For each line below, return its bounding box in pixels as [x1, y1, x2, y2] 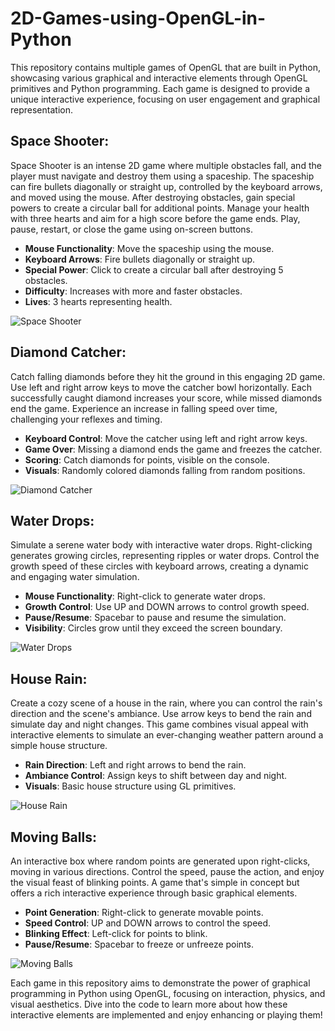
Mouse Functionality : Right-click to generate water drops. [24, 590, 267, 602]
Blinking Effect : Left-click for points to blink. [24, 928, 208, 939]
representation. [10, 103, 73, 116]
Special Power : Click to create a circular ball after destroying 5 [24, 263, 284, 276]
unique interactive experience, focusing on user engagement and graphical [10, 93, 321, 105]
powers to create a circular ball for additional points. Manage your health [10, 202, 310, 214]
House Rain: [10, 670, 88, 687]
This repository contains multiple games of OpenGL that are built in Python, [10, 61, 321, 73]
